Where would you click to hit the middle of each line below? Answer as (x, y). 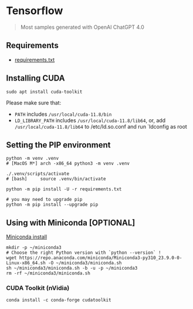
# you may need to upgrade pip (44, 200)
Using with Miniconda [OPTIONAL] (71, 222)
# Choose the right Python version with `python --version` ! (84, 253)
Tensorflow (35, 11)
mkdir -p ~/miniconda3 (34, 248)
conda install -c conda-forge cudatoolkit (59, 300)
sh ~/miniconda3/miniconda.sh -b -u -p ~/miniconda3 (72, 268)
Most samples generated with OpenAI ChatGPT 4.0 (82, 27)
